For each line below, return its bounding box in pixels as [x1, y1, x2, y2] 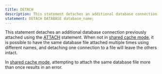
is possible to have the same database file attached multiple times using [5, 40, 149, 45]
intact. [5, 50, 18, 56]
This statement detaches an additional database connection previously [5, 30, 146, 35]
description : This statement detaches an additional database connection [5, 12, 158, 16]
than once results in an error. [5, 64, 63, 70]
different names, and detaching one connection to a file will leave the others [5, 44, 157, 51]
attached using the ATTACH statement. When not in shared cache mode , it [5, 34, 154, 40]
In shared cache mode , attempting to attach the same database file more [5, 59, 151, 65]
